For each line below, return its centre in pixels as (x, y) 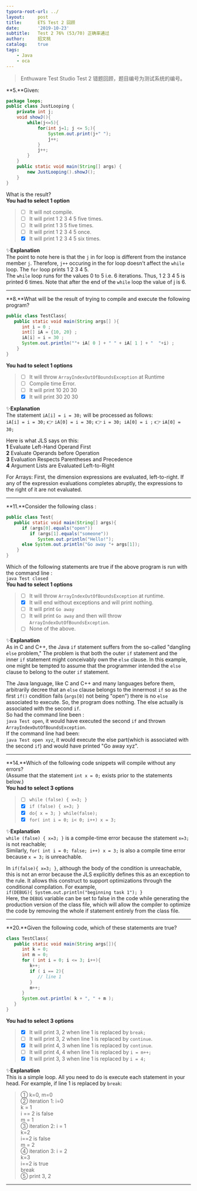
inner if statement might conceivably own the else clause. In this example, (97, 659)
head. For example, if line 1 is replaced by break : (64, 1083)
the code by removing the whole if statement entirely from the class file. (93, 911)
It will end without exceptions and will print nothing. (91, 603)
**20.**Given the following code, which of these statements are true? (91, 927)
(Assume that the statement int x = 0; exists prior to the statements (89, 775)
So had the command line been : (45, 715)
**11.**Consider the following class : (51, 506)
